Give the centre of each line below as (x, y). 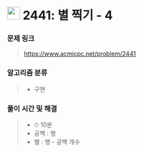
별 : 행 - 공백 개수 (57, 142)
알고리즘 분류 (27, 73)
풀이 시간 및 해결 (32, 108)
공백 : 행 (45, 134)
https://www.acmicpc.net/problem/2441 (80, 54)
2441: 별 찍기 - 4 (68, 15)
